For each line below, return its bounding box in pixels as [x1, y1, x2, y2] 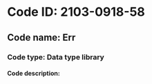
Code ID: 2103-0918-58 [7, 4, 145, 20]
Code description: [7, 70, 60, 78]
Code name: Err [7, 32, 76, 43]
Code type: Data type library [7, 52, 105, 62]
